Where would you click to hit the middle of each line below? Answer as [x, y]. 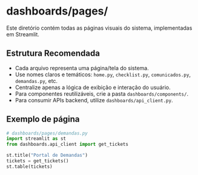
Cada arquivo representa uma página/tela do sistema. [82, 68]
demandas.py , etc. [36, 81]
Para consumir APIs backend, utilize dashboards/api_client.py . [94, 100]
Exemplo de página [43, 119]
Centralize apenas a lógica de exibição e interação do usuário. [93, 87]
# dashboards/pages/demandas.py [47, 133]
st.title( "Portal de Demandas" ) [47, 156]
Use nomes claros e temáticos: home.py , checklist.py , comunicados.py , [103, 74]
